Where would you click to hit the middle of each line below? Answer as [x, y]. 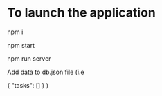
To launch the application [81, 13]
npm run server [29, 58]
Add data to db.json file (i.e [46, 72]
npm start [21, 45]
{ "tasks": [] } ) [28, 85]
